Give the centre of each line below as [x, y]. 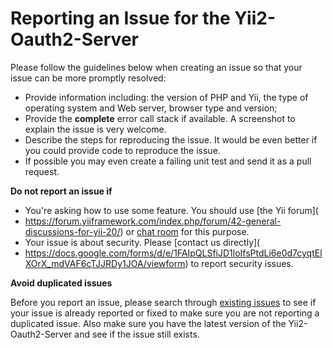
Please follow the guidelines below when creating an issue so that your [156, 67]
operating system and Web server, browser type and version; [151, 108]
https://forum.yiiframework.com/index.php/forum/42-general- [153, 221]
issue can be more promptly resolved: [88, 78]
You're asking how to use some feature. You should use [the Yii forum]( [171, 210]
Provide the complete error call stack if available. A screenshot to [160, 118]
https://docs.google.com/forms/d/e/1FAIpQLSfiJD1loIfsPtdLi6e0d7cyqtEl [173, 253]
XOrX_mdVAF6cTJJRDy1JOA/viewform [105, 263]
